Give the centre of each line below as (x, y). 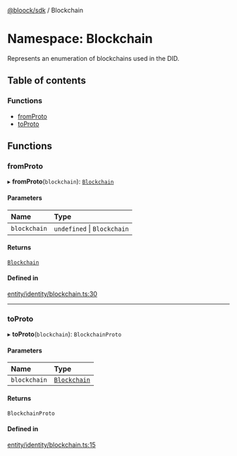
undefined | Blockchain (91, 228)
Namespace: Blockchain (80, 39)
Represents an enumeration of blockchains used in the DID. (93, 58)
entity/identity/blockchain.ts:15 (52, 445)
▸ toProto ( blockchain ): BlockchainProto (65, 334)
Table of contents (47, 81)
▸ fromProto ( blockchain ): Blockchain (61, 182)
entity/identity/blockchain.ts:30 (52, 294)
